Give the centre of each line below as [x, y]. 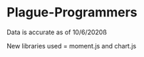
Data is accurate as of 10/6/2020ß [57, 32]
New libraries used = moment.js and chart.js [72, 46]
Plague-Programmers [72, 12]
